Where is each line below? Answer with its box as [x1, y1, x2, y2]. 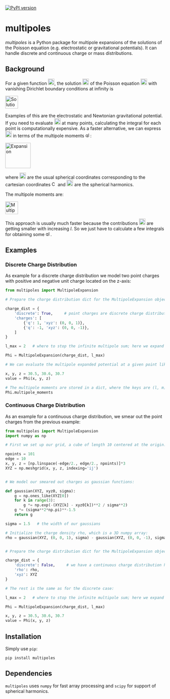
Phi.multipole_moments [5, 390, 53, 395]
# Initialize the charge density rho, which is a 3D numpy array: [5, 530, 148, 536]
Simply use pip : [5, 646, 38, 652]
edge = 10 [5, 456, 26, 461]
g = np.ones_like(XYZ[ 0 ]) [14, 493, 69, 498]
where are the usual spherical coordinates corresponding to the [5, 174, 146, 180]
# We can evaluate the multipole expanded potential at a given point [5, 362, 157, 368]
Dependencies [5, 669, 52, 678]
